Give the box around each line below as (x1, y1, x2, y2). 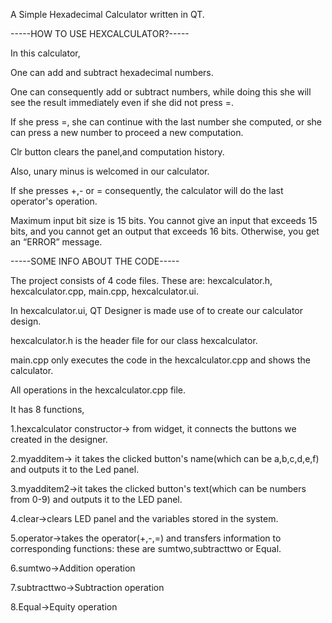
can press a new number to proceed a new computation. (10, 127, 244, 138)
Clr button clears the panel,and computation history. (10, 146, 225, 158)
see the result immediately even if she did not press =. (10, 97, 234, 108)
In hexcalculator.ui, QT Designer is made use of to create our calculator (10, 305, 303, 316)
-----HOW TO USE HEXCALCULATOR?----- (10, 28, 190, 39)
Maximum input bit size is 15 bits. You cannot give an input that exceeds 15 (10, 215, 318, 226)
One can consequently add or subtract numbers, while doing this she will (10, 86, 312, 98)
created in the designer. (10, 434, 108, 445)
